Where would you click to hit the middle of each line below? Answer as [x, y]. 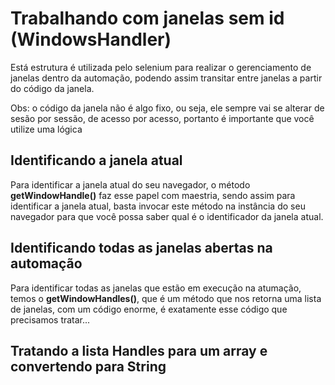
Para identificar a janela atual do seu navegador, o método [130, 184]
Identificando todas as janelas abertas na [141, 248]
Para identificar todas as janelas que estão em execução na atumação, [156, 288]
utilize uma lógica [46, 129]
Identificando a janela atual [96, 160]
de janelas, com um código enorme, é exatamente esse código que [149, 309]
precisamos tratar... [50, 319]
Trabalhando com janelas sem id [147, 18]
